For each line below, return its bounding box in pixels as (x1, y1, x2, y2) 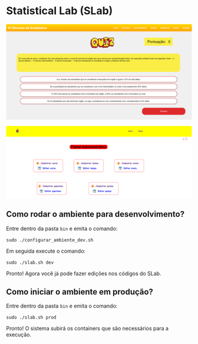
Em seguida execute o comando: (6, 247, 86, 254)
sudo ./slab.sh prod (6, 315, 57, 320)
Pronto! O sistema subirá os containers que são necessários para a (6, 325, 169, 332)
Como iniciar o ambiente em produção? (6, 287, 153, 297)
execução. (6, 331, 32, 338)
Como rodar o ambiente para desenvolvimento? (6, 209, 184, 219)
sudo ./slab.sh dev (6, 259, 54, 266)
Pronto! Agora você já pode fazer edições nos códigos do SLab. (6, 270, 161, 277)
